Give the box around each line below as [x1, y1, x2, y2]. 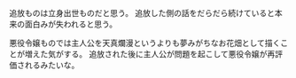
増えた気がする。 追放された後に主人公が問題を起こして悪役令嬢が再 [24, 49, 276, 59]
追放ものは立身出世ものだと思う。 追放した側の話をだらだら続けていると [9, 8, 276, 18]
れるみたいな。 [24, 60, 80, 70]
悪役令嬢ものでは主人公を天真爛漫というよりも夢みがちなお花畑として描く [9, 38, 281, 48]
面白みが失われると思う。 [24, 19, 118, 29]
